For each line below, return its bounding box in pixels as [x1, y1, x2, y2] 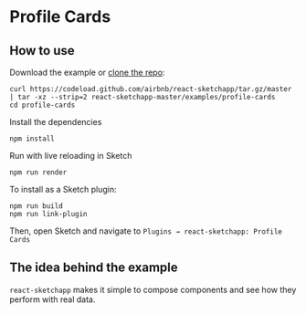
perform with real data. [9, 294, 96, 305]
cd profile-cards [9, 100, 76, 110]
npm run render [9, 168, 68, 177]
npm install [9, 134, 55, 143]
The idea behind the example [9, 260, 178, 276]
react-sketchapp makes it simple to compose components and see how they [9, 284, 297, 295]
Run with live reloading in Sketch [9, 151, 132, 161]
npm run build [9, 202, 64, 211]
